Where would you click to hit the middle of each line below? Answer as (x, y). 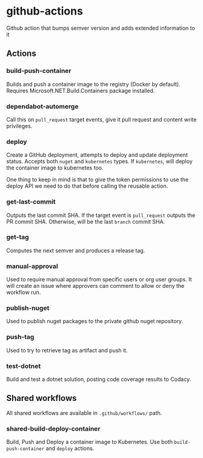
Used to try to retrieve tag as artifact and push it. (67, 350)
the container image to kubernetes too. (55, 168)
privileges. (19, 126)
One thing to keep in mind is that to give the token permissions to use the (98, 180)
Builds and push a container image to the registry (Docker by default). (93, 84)
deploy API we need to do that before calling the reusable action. (87, 186)
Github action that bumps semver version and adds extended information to (101, 28)
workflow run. (24, 292)
